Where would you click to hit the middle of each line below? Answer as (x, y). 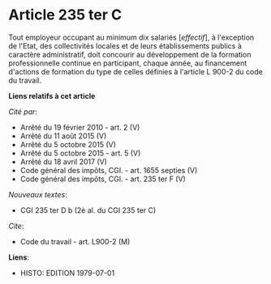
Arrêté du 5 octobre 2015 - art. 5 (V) (80, 153)
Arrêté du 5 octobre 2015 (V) (68, 144)
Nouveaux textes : (38, 194)
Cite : (16, 226)
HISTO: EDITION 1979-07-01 (67, 273)
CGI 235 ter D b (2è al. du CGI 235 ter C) (88, 210)
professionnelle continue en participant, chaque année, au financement (128, 63)
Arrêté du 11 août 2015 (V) (63, 136)
